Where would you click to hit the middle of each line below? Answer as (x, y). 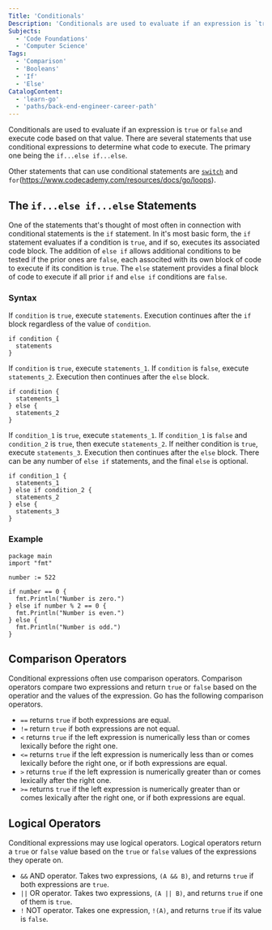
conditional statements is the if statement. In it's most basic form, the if (130, 233)
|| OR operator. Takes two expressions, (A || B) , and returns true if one (141, 893)
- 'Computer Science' (52, 46)
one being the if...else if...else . (68, 156)
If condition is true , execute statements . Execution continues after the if (130, 316)
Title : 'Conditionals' (47, 16)
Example (26, 539)
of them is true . (46, 902)
